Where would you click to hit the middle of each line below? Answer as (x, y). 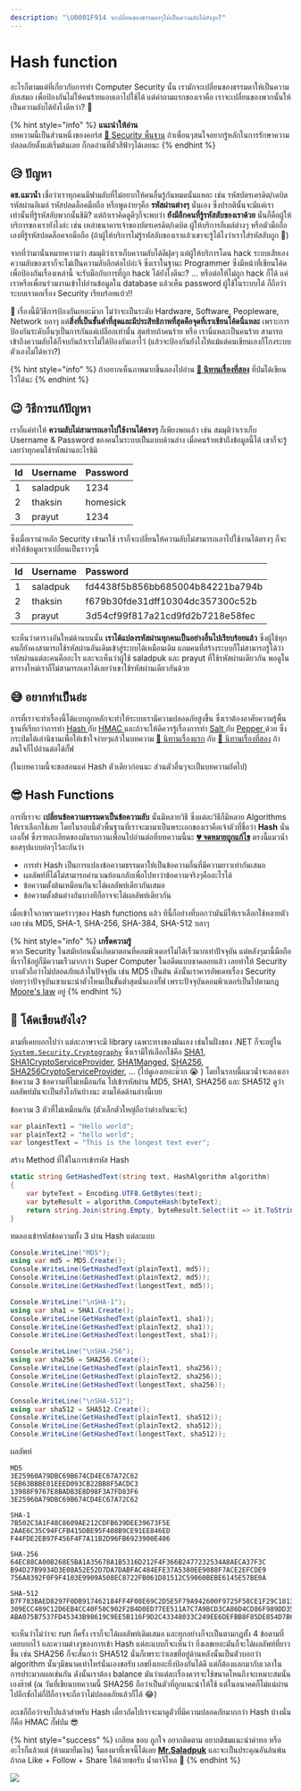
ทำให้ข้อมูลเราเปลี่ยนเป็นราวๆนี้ (54, 549)
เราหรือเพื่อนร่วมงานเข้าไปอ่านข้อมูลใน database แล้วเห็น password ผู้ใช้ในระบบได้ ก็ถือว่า (148, 284)
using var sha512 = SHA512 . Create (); (80, 1409)
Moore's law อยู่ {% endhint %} (66, 991)
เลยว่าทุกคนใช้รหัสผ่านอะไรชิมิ (54, 450)
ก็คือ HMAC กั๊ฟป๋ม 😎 (45, 1722)
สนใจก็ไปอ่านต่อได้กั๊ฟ (42, 749)
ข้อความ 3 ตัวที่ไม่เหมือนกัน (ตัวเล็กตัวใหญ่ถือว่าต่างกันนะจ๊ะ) (99, 1109)
